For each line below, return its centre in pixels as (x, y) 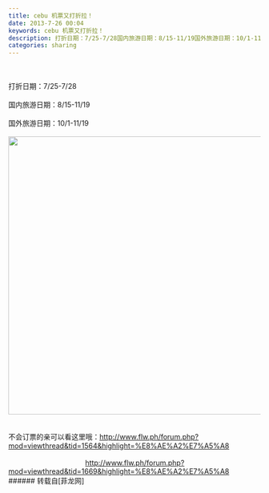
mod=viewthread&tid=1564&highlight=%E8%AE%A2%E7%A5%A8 (119, 446)
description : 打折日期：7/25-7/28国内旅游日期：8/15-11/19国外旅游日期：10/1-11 (135, 38)
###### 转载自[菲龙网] (46, 481)
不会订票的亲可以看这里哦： (54, 437)
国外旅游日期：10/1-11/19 (49, 123)
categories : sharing (43, 46)
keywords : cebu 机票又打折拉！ (56, 30)
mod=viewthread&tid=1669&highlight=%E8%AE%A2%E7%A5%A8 (119, 471)
